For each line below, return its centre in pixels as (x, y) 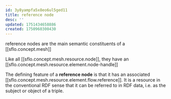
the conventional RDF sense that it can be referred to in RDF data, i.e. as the (85, 86)
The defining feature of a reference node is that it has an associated (78, 74)
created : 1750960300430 (31, 29)
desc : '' (15, 19)
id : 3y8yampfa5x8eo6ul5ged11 (36, 10)
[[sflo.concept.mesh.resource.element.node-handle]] (62, 65)
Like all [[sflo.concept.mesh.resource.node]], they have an (67, 59)
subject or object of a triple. (35, 91)
